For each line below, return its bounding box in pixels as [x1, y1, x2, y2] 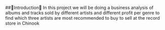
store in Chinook [5, 20, 39, 26]
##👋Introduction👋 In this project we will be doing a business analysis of [5, 5, 154, 10]
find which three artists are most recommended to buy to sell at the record [5, 15, 160, 21]
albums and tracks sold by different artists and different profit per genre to [5, 10, 160, 16]
